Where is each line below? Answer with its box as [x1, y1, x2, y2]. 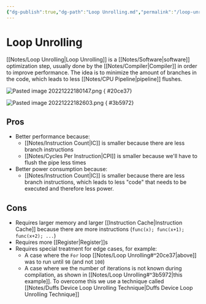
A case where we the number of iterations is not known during [24, 265, 182, 272]
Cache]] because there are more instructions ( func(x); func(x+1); [15, 226, 185, 233]
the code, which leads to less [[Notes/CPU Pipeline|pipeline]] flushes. [6, 75, 183, 83]
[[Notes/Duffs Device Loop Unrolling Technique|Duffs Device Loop [24, 284, 193, 292]
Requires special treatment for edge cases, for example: [15, 245, 158, 253]
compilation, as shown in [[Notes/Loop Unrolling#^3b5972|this [24, 271, 183, 279]
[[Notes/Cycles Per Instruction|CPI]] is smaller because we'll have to [24, 153, 198, 160]
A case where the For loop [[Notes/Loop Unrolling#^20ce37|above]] [24, 252, 197, 259]
